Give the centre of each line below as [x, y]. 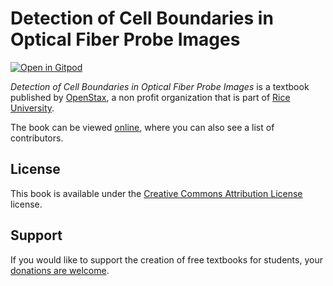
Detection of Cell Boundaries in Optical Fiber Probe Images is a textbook [160, 86]
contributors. [37, 138]
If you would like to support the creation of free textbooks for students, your [166, 259]
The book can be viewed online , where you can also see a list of [142, 127]
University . [32, 108]
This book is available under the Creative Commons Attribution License [156, 193]
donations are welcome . [60, 270]
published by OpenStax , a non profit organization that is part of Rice [150, 97]
